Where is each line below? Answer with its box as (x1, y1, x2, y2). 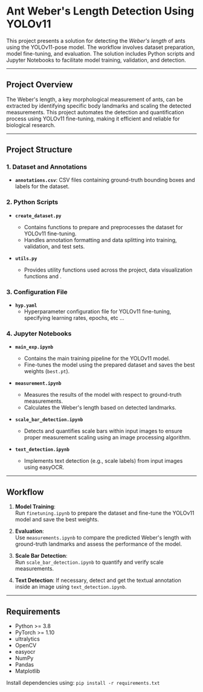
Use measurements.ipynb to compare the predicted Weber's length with (14, 534, 192, 541)
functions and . (24, 272, 62, 279)
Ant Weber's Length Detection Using (6, 4, 195, 18)
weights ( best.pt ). (24, 368, 70, 375)
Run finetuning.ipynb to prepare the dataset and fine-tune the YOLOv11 (14, 509, 195, 517)
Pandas (14, 661, 34, 668)
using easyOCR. (24, 464, 65, 471)
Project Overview (6, 80, 73, 90)
